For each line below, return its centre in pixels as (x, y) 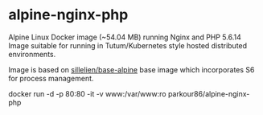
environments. (32, 54)
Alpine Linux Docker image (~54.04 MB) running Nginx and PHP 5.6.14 (125, 37)
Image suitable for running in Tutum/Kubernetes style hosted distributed (128, 45)
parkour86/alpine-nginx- (209, 93)
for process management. (51, 78)
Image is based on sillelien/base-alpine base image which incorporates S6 (131, 69)
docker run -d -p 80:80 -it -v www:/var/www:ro (87, 93)
